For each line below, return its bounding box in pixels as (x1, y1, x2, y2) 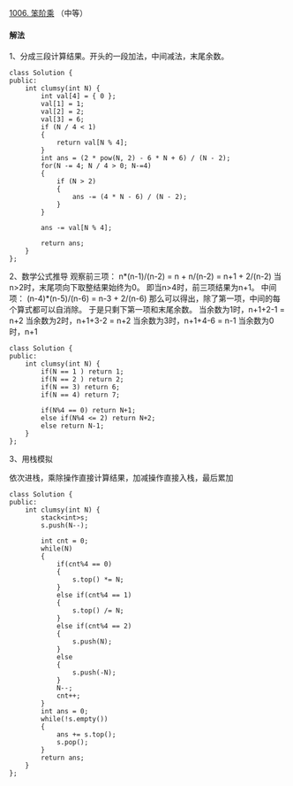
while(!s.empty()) (41, 715, 109, 724)
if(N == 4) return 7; (41, 390, 121, 400)
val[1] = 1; (41, 100, 86, 109)
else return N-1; (41, 421, 104, 431)
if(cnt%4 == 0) (56, 560, 113, 569)
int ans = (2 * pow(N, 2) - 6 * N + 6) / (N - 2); (41, 154, 231, 163)
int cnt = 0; (41, 536, 89, 546)
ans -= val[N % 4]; (41, 224, 113, 233)
